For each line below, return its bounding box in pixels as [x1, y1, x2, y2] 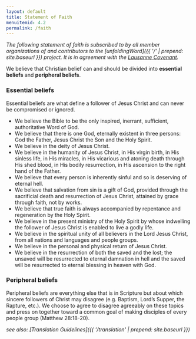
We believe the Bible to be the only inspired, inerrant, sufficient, [14, 117, 169, 124]
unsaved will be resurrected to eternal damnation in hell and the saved [14, 255, 185, 262]
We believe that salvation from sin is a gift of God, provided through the [14, 186, 188, 193]
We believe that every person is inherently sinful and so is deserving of [14, 173, 187, 180]
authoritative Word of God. [14, 123, 79, 130]
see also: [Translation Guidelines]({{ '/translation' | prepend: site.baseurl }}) [6, 325, 190, 333]
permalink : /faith [6, 25, 51, 31]
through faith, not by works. [14, 199, 82, 206]
